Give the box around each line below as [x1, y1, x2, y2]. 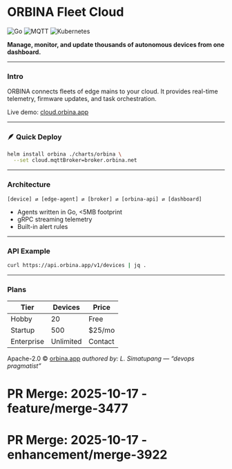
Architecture [7, 180, 51, 190]
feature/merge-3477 [7, 401, 129, 416]
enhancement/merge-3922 [7, 447, 168, 463]
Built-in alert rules [17, 222, 68, 230]
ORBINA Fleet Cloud [7, 4, 124, 20]
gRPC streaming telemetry [17, 215, 93, 223]
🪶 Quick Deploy [7, 132, 62, 142]
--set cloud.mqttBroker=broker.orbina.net [13, 157, 137, 164]
